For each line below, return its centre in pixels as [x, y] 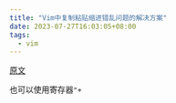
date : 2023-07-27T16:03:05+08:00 [73, 26]
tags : [20, 35]
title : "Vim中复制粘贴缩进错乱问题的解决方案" [88, 18]
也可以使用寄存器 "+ [46, 90]
